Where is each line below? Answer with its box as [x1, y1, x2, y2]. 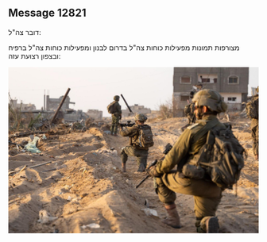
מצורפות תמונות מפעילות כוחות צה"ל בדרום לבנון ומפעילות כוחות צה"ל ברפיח [8, 43, 240, 52]
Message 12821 [8, 6, 87, 20]
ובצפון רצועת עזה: [8, 51, 61, 60]
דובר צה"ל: [8, 27, 41, 36]
